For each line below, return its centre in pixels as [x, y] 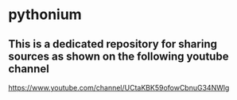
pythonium [45, 15]
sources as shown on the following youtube [118, 56]
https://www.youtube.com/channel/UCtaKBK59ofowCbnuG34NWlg [119, 88]
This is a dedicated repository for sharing [113, 44]
